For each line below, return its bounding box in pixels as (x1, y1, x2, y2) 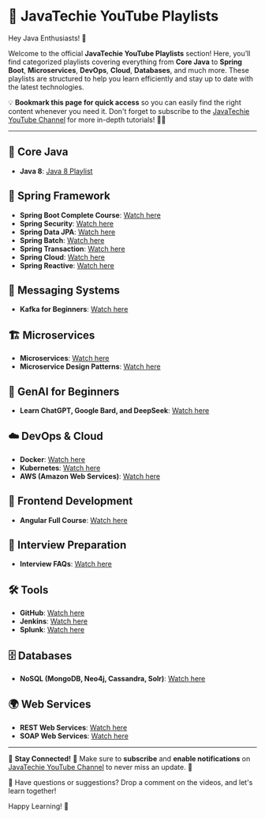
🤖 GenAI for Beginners (8, 385, 120, 398)
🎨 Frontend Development (8, 495, 133, 508)
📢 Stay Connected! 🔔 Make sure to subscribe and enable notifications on (8, 753, 251, 763)
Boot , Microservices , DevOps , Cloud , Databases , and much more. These (8, 65, 250, 74)
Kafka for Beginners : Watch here (19, 305, 129, 314)
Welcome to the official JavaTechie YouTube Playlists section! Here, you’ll (8, 48, 251, 58)
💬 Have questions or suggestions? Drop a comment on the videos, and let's (8, 777, 253, 787)
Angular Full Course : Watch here (19, 515, 128, 525)
